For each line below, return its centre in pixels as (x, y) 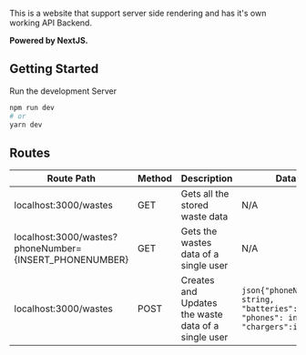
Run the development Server (63, 91)
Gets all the (205, 194)
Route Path (71, 178)
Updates (199, 303)
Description (207, 178)
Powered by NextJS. (49, 41)
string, (258, 300)
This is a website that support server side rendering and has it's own (138, 13)
